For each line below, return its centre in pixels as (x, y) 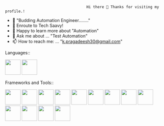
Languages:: (18, 53)
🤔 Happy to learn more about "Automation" (55, 31)
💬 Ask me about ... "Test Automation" (50, 36)
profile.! (15, 11)
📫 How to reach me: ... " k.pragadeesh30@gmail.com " (67, 41)
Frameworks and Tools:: (29, 83)
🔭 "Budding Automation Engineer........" (51, 20)
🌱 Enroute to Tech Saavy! (38, 25)
